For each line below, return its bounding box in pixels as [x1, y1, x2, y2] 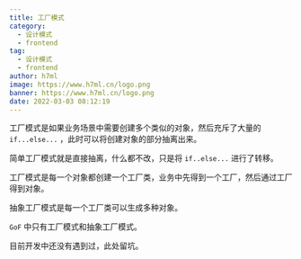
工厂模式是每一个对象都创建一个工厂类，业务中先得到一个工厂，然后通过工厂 [9, 172, 293, 183]
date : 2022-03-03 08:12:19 [9, 96, 111, 106]
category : [9, 22, 47, 31]
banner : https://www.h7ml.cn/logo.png [9, 88, 155, 97]
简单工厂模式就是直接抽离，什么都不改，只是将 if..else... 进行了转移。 [9, 153, 279, 164]
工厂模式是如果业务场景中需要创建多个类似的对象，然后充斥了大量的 [9, 122, 261, 133]
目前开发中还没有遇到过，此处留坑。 [9, 240, 144, 252]
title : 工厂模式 [9, 13, 65, 22]
